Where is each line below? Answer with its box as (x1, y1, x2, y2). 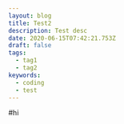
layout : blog (8, 11, 52, 20)
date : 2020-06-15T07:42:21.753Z (8, 34, 116, 42)
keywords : (8, 71, 42, 79)
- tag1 (15, 57, 38, 65)
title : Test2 (8, 19, 52, 27)
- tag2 (15, 64, 38, 72)
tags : (8, 49, 26, 57)
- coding (15, 78, 45, 86)
